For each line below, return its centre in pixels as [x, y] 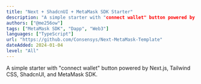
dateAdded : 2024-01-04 [35, 46]
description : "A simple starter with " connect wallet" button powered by [101, 17]
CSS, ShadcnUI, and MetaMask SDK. [52, 74]
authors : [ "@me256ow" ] [35, 23]
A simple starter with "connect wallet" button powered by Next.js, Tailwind [98, 68]
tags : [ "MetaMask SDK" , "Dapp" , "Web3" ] [58, 28]
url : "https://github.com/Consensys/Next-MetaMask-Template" [85, 40]
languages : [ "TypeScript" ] [40, 34]
